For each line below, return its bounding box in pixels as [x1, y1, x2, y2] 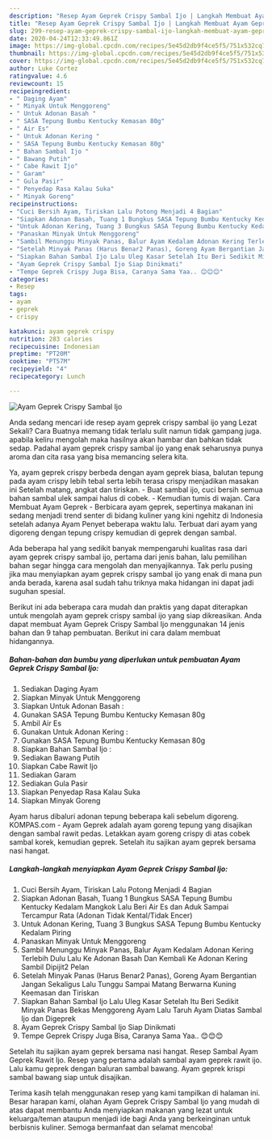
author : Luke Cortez [9, 65, 79, 73]
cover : [9, 57, 31, 66]
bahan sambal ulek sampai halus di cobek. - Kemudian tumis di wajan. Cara [9, 493, 261, 502]
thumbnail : [9, 49, 46, 57]
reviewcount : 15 [9, 79, 64, 87]
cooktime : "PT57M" [9, 358, 71, 366]
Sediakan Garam [20, 769, 77, 779]
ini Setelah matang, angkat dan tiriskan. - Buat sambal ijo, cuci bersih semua [9, 485, 263, 494]
